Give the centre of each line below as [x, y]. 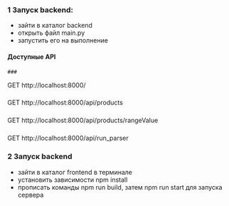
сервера [31, 195]
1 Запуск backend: [40, 10]
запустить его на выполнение [63, 40]
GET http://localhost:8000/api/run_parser [68, 138]
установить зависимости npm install [73, 180]
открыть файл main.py [51, 33]
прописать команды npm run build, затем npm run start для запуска [120, 187]
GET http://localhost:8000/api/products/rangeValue [83, 120]
